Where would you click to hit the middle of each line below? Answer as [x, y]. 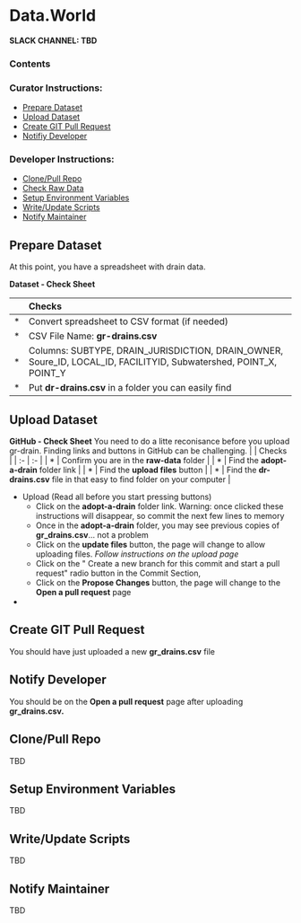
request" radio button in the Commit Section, [118, 573]
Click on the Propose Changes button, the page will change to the [158, 583]
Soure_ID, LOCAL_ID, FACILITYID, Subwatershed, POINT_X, [153, 362]
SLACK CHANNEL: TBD [53, 40]
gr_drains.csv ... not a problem [92, 535]
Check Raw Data [53, 189]
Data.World [53, 16]
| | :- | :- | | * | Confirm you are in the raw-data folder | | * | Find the [134, 461]
